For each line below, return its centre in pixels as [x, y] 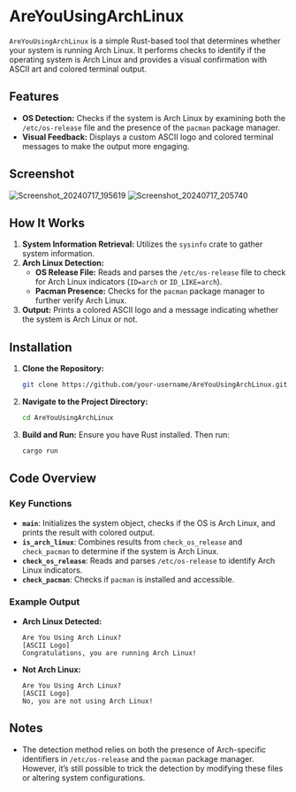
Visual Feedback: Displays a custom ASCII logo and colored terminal [148, 137]
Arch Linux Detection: [63, 263]
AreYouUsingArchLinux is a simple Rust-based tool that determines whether [145, 41]
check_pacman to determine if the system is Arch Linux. [120, 551]
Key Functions [41, 504]
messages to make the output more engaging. [106, 146]
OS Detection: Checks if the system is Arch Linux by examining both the [153, 118]
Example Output [45, 602]
